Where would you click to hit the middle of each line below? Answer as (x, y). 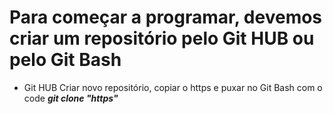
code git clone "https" (71, 98)
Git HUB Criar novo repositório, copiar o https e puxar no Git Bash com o (173, 87)
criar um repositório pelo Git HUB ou (162, 38)
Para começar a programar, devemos (166, 17)
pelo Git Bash (65, 60)
